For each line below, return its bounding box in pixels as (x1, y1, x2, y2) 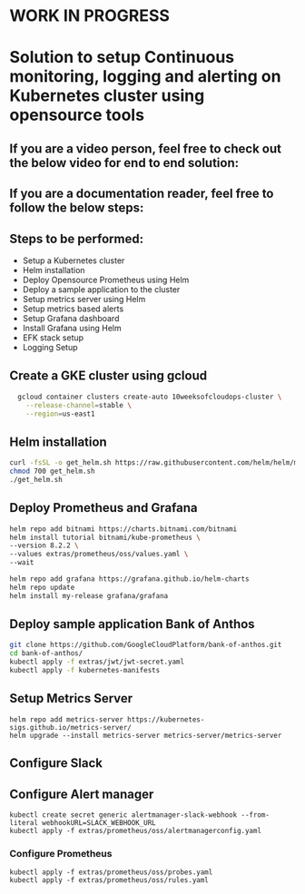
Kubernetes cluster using (9, 85, 205, 106)
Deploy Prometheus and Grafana (9, 500, 198, 516)
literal (9, 818, 39, 827)
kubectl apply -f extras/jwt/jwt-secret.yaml (9, 657, 184, 667)
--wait (9, 558, 34, 567)
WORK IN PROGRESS (9, 5, 171, 26)
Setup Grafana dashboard (22, 312, 120, 323)
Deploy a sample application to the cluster (22, 283, 181, 295)
